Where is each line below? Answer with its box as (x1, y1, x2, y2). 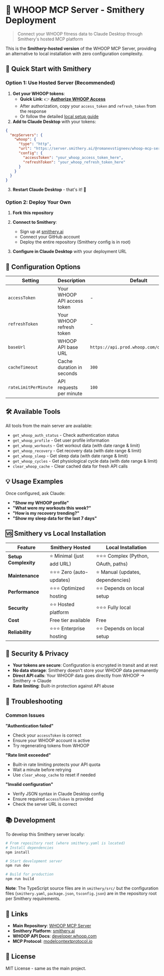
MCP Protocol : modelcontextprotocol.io (12, 938, 93, 944)
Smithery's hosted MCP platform (17, 36, 83, 42)
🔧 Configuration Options (5, 263, 81, 271)
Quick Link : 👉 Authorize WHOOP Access (19, 96, 106, 102)
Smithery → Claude (12, 678, 52, 684)
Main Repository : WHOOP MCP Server (12, 922, 91, 928)
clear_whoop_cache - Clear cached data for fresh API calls (12, 463, 128, 469)
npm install (5, 850, 30, 855)
